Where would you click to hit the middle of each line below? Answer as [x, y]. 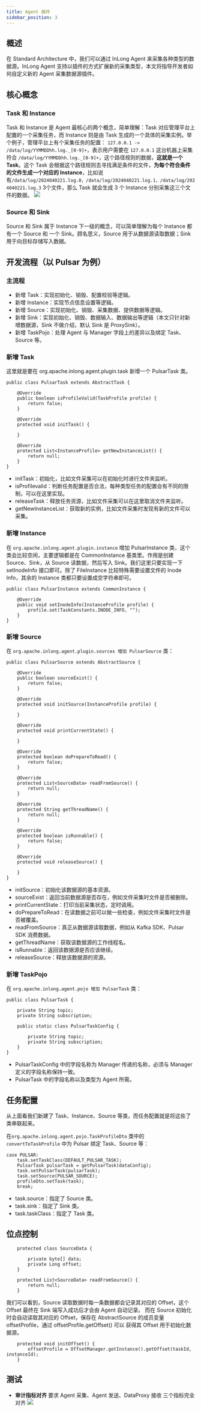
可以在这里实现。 [46, 494]
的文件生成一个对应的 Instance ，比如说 [55, 172]
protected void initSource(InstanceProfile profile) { [87, 704]
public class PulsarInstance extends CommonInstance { [76, 589]
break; [25, 1186]
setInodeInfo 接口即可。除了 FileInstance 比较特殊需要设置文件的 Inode [94, 570]
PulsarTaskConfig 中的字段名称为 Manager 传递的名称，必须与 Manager [104, 1065]
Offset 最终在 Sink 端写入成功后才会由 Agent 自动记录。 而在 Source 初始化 [99, 1310]
